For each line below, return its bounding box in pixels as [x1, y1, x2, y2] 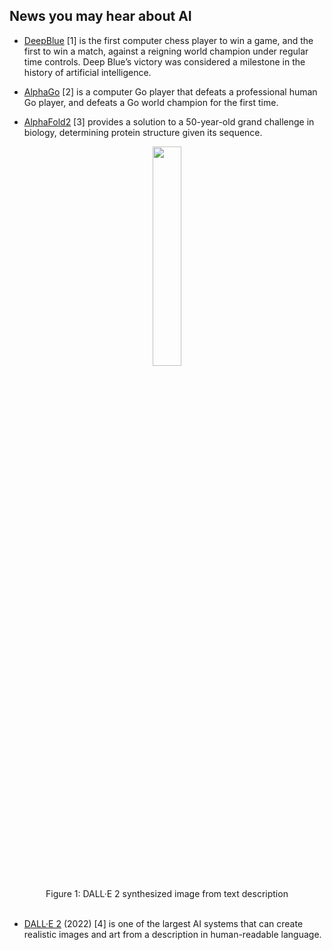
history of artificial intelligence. [23, 66, 152, 78]
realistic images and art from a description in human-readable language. [23, 928, 322, 940]
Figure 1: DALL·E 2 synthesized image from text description [45, 887, 289, 899]
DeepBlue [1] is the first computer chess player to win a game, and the [23, 34, 314, 46]
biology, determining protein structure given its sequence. [23, 126, 263, 138]
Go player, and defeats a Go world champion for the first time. [23, 96, 279, 108]
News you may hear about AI [9, 8, 192, 25]
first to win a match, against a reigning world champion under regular [23, 45, 309, 57]
